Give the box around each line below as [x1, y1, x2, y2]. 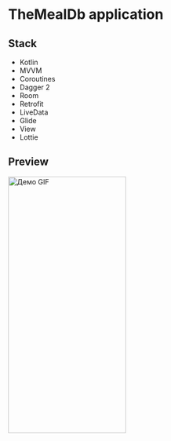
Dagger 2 [19, 82, 50, 92]
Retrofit [19, 100, 44, 108]
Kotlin [19, 57, 38, 67]
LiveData [19, 108, 49, 117]
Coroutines [19, 75, 56, 83]
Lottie [19, 133, 38, 142]
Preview [8, 155, 49, 169]
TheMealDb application [8, 5, 164, 24]
